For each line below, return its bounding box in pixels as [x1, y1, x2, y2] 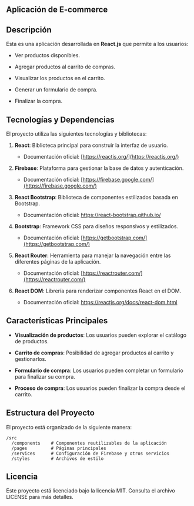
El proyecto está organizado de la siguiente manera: [6, 423, 132, 431]
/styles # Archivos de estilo [11, 455, 104, 462]
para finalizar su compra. [14, 373, 75, 380]
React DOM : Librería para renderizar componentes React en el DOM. [14, 287, 182, 294]
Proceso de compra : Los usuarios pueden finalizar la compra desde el [14, 385, 186, 392]
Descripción [6, 25, 52, 35]
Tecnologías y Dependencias [6, 114, 115, 124]
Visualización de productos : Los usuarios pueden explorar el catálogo [14, 331, 187, 339]
